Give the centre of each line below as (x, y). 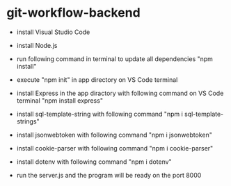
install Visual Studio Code (53, 32)
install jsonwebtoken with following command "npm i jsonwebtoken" (114, 135)
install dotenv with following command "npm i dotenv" (94, 162)
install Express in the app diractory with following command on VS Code (120, 93)
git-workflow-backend (73, 13)
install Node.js (37, 45)
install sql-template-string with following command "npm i (100, 114)
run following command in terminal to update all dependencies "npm (115, 59)
